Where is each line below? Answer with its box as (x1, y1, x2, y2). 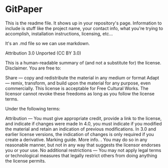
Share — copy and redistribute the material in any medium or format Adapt (5, 74, 159, 80)
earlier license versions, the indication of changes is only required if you (5, 131, 154, 137)
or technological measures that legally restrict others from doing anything (5, 152, 157, 158)
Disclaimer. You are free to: (5, 65, 61, 71)
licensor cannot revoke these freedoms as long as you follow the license (5, 90, 155, 96)
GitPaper (5, 3, 43, 15)
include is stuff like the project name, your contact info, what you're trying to (5, 25, 163, 31)
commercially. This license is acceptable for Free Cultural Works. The (5, 85, 149, 91)
